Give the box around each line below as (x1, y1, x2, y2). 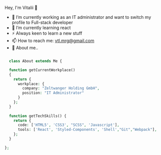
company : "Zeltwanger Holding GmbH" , (22, 86, 99, 91)
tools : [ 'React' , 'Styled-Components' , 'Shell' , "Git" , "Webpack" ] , (17, 127, 157, 132)
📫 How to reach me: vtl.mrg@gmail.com (11, 38, 95, 43)
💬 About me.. (11, 45, 38, 50)
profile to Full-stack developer (11, 20, 73, 25)
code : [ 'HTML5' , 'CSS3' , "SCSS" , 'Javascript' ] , (17, 122, 120, 128)
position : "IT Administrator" (22, 90, 84, 96)
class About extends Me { (9, 59, 63, 64)
